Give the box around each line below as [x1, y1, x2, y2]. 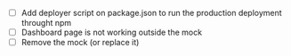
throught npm [20, 18, 72, 28]
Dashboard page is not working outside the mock [20, 27, 202, 38]
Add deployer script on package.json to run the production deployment [20, 8, 282, 18]
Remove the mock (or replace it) [20, 37, 140, 48]
